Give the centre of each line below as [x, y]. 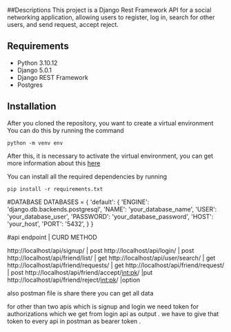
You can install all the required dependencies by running [87, 176]
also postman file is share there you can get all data [80, 293]
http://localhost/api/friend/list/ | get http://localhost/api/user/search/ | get [111, 258]
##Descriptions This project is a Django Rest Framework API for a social [109, 10]
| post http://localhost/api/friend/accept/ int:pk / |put [80, 272]
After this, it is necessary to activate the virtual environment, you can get [110, 156]
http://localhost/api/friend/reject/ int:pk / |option [74, 280]
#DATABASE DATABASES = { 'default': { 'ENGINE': [78, 202]
